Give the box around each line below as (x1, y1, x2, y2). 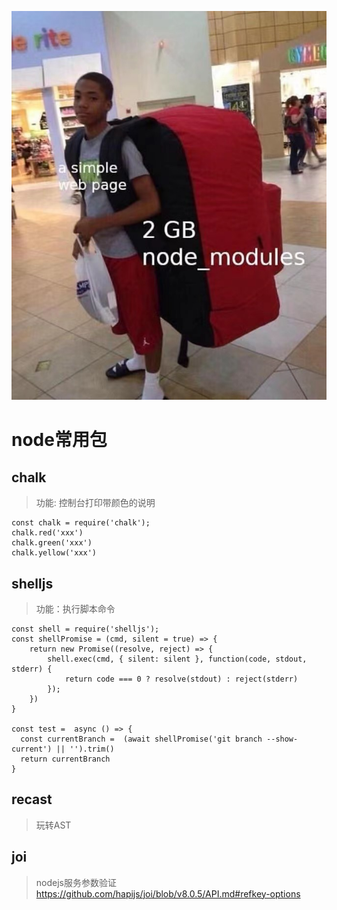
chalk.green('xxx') (11, 538, 93, 548)
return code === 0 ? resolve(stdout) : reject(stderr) (64, 674, 299, 684)
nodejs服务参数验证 (35, 876, 117, 888)
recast (11, 791, 53, 808)
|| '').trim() (55, 744, 115, 754)
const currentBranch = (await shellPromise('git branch (20, 734, 263, 744)
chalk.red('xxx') (11, 528, 84, 538)
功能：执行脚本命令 (35, 602, 116, 615)
